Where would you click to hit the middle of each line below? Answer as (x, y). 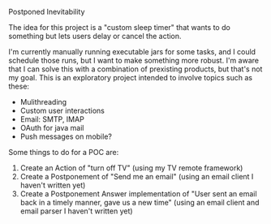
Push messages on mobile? (66, 136)
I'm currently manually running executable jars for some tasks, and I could (132, 52)
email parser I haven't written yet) (76, 211)
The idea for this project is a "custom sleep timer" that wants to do (120, 27)
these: (19, 86)
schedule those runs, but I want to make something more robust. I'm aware (134, 60)
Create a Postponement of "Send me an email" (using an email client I (137, 177)
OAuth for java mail (52, 128)
